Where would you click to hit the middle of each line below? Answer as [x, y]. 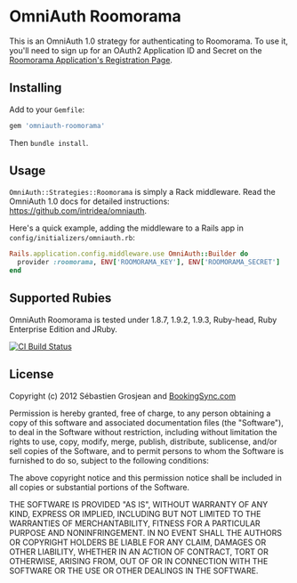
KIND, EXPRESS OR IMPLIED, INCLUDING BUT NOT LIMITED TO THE [135, 514]
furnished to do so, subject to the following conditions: [109, 460]
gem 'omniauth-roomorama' [57, 126]
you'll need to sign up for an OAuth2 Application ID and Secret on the [136, 50]
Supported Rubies [60, 299]
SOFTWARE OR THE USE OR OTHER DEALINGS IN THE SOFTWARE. [134, 571]
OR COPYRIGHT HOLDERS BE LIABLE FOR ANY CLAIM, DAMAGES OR [138, 542]
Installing [36, 88]
